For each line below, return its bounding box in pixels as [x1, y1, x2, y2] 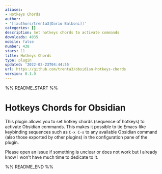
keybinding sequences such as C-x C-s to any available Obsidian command [5, 129, 158, 135]
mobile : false [5, 39, 34, 44]
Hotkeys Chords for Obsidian [5, 102, 126, 113]
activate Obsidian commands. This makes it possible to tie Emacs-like [5, 124, 146, 130]
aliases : [5, 7, 23, 12]
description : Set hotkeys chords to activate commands [5, 30, 120, 35]
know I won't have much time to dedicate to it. [5, 154, 99, 160]
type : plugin [5, 58, 32, 63]
